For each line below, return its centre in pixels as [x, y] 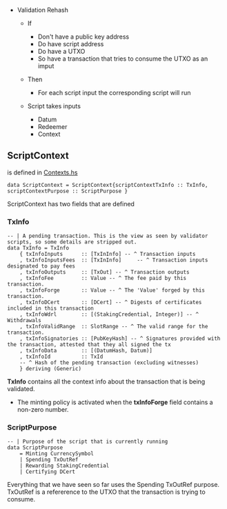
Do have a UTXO [61, 51]
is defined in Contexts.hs [42, 172]
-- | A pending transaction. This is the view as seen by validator [108, 236]
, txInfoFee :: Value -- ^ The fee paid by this [103, 279]
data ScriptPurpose [35, 448]
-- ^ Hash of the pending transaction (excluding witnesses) [109, 363]
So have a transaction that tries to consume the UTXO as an [123, 59]
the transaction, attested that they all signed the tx [89, 345]
